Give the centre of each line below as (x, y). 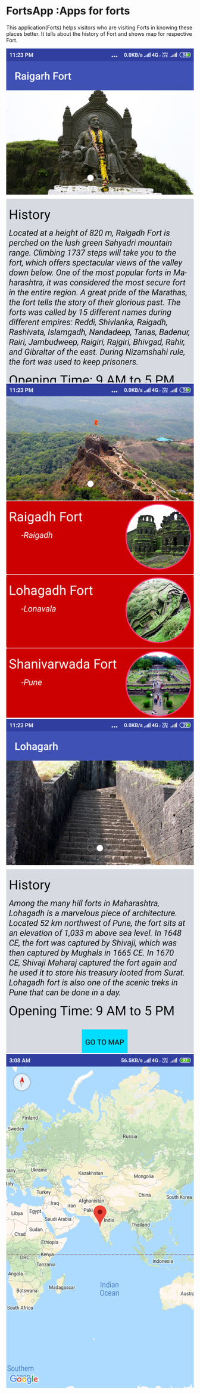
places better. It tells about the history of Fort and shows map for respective (99, 33)
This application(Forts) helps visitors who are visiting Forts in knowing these (99, 27)
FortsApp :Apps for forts (68, 11)
